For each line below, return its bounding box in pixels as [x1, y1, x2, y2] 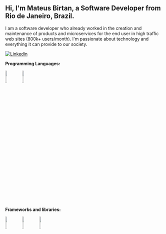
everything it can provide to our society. [5, 41, 87, 47]
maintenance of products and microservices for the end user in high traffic [5, 30, 159, 37]
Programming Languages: [5, 60, 60, 67]
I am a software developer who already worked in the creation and [5, 25, 142, 31]
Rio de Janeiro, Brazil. [5, 12, 74, 21]
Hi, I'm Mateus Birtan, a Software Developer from [5, 4, 161, 13]
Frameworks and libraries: [5, 206, 61, 212]
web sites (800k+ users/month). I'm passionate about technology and [5, 36, 149, 42]
